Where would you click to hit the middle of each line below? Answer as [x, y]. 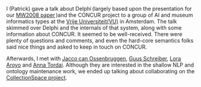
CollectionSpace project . [37, 78]
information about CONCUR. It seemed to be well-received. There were [94, 34]
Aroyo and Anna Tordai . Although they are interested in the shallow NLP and [100, 65]
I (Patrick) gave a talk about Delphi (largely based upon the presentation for [99, 9]
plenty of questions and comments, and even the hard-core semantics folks [100, 40]
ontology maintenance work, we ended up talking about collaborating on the [100, 71]
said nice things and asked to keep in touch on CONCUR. [76, 47]
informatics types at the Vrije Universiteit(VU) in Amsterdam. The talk [91, 21]
